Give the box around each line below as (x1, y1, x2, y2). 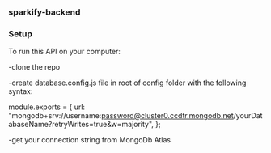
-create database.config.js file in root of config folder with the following (8, 78, 247, 87)
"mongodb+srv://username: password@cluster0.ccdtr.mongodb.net (8, 111, 235, 121)
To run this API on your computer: (8, 47, 121, 57)
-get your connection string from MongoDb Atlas (8, 135, 171, 145)
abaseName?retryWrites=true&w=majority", (8, 120, 154, 130)
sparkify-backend (8, 6, 81, 18)
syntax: (8, 87, 33, 96)
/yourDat (233, 111, 263, 121)
